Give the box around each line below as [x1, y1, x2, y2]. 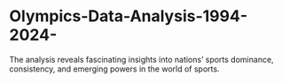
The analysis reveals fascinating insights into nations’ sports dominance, [9, 54, 274, 64]
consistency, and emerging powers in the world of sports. [9, 64, 220, 74]
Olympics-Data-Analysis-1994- [9, 6, 248, 26]
